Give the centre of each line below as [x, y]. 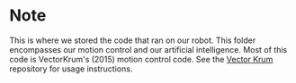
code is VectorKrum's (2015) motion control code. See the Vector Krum [141, 59]
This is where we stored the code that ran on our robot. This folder [133, 40]
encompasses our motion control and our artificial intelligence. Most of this [148, 49]
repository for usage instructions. [71, 69]
